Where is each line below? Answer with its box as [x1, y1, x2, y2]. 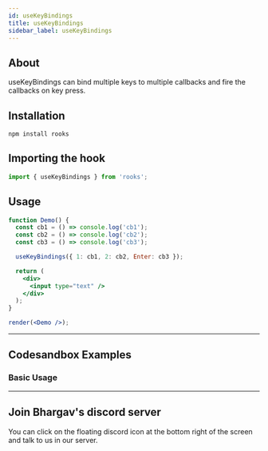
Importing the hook [8, 152, 106, 165]
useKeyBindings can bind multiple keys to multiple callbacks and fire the [8, 77, 246, 87]
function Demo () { [8, 216, 69, 224]
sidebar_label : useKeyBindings [8, 26, 112, 34]
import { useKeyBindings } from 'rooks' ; [8, 172, 148, 180]
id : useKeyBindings [8, 11, 73, 20]
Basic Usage [8, 372, 58, 383]
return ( [15, 267, 45, 275]
